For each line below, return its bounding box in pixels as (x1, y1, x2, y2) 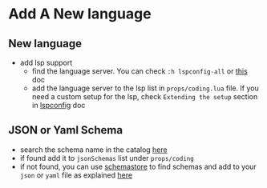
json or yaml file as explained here (19, 170, 133, 180)
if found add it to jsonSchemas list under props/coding (19, 153, 194, 162)
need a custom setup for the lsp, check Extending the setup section (31, 92, 258, 101)
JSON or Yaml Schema (8, 123, 123, 137)
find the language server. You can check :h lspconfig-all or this (31, 66, 249, 76)
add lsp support (19, 58, 73, 67)
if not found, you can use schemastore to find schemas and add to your (19, 162, 257, 171)
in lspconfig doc (31, 101, 86, 110)
